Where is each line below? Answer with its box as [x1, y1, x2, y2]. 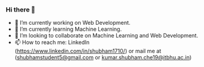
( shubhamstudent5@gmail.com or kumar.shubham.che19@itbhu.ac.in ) [14, 54, 192, 61]
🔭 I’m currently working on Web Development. [14, 19, 131, 27]
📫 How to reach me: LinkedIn [14, 39, 90, 46]
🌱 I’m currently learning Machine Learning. [14, 25, 122, 33]
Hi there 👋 [5, 5, 36, 14]
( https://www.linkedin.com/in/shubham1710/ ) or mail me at [14, 48, 161, 55]
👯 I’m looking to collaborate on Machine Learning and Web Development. [14, 32, 199, 39]
